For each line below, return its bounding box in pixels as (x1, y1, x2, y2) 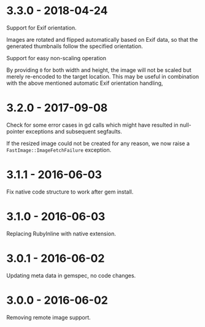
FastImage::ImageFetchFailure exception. (6, 146, 112, 154)
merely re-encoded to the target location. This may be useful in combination (6, 73, 199, 80)
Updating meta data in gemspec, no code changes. (6, 272, 136, 279)
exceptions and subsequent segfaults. (25, 127, 123, 135)
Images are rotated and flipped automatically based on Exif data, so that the (6, 36, 198, 43)
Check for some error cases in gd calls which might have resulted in (6, 121, 179, 128)
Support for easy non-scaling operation (6, 54, 106, 61)
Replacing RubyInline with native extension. (6, 230, 117, 237)
